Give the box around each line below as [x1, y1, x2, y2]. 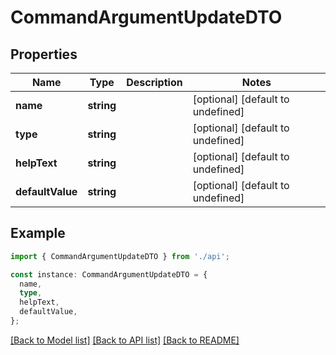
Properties [10, 46, 78, 63]
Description [126, 76, 183, 89]
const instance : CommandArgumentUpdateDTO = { [10, 269, 208, 280]
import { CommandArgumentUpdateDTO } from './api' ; [10, 251, 230, 261]
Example [10, 225, 66, 242]
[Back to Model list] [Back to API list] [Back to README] [10, 334, 240, 346]
